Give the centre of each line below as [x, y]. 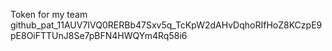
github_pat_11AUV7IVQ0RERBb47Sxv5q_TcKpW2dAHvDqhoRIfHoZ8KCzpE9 [166, 25]
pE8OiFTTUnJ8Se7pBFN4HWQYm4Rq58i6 [99, 35]
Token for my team [49, 14]
